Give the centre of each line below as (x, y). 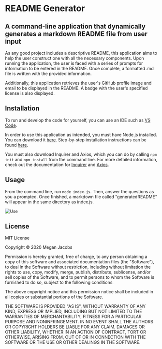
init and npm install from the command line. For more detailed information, (81, 159)
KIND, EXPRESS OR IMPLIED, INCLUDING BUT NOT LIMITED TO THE (74, 311)
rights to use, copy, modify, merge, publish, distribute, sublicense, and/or (78, 272)
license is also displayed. (30, 93)
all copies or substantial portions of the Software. (54, 297)
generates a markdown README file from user (76, 34)
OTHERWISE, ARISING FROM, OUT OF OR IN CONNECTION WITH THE (75, 337)
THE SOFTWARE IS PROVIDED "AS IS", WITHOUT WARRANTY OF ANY (75, 306)
